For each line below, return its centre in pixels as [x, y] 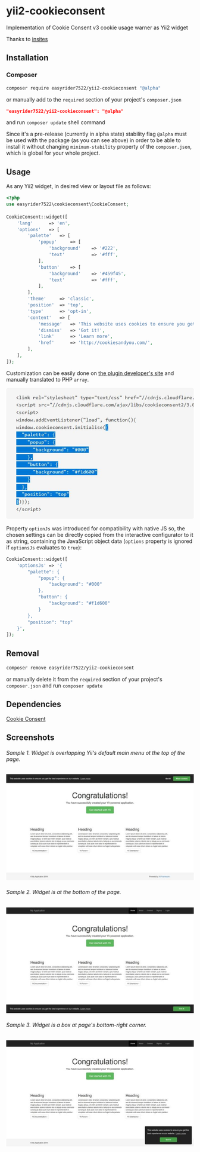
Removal [23, 653]
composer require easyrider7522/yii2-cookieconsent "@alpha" [84, 88]
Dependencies [34, 704]
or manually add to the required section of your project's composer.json [94, 99]
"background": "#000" [75, 584]
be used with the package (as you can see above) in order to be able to [94, 140]
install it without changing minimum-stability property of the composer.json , [99, 147]
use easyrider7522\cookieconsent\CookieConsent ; [68, 204]
